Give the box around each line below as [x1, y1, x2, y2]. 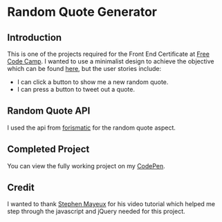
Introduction [7, 32, 62, 43]
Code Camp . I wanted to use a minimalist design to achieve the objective [7, 57, 214, 65]
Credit [7, 182, 35, 194]
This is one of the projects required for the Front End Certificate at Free [7, 50, 210, 58]
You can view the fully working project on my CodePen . [7, 161, 166, 170]
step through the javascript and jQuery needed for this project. [7, 208, 185, 216]
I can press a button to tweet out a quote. [17, 85, 135, 93]
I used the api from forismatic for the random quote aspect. [7, 123, 176, 132]
